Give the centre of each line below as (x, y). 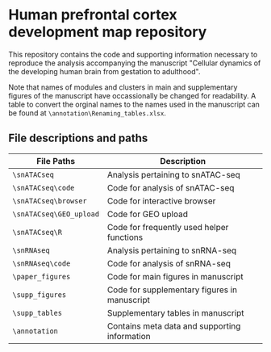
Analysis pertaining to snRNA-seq (172, 250)
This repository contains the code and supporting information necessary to (133, 54)
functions (125, 237)
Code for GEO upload (147, 214)
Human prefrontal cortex (93, 15)
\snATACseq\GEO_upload (56, 214)
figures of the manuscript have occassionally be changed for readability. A (132, 95)
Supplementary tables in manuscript (175, 312)
